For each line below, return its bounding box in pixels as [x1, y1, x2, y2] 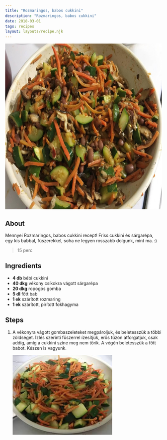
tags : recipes [5, 24, 35, 29]
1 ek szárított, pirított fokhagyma [12, 301, 79, 307]
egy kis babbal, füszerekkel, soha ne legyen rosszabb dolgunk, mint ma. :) [5, 237, 158, 244]
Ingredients [5, 262, 42, 270]
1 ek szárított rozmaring [12, 296, 61, 302]
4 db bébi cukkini [12, 275, 48, 281]
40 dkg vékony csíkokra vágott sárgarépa [12, 280, 98, 286]
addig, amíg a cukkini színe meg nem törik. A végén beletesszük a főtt [12, 339, 156, 346]
